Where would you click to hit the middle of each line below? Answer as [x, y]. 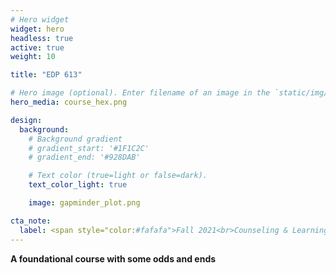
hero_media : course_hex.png [69, 102]
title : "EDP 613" [46, 75]
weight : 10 [33, 57]
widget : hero [37, 29]
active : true [37, 47]
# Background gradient [75, 139]
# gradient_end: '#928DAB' [84, 157]
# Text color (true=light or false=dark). [118, 176]
